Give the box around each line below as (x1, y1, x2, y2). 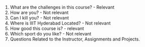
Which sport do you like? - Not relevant (10, 31, 92, 36)
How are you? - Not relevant (10, 9, 69, 15)
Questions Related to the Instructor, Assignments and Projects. (10, 36, 140, 42)
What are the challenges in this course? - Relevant (10, 4, 115, 10)
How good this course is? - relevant (10, 25, 84, 31)
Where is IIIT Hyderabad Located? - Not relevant (10, 20, 111, 26)
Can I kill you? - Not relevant (10, 15, 69, 20)
